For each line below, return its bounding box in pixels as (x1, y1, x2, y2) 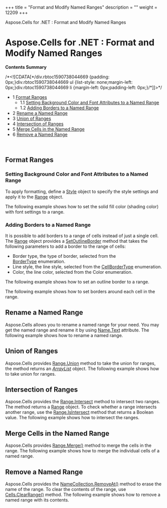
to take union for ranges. (5, 371, 56, 377)
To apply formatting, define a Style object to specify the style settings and (5, 188, 158, 195)
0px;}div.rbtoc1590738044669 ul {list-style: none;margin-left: (5, 79, 133, 85)
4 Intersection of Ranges (12, 120, 64, 127)
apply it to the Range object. (5, 194, 64, 200)
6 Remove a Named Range (12, 131, 68, 137)
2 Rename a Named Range (12, 110, 68, 116)
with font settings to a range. (5, 209, 65, 215)
